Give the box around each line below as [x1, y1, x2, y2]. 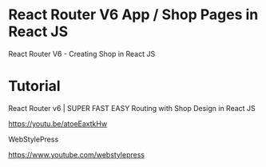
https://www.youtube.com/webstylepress [8, 149, 145, 159]
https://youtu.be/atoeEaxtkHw [8, 118, 108, 129]
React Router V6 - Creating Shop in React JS [8, 49, 156, 58]
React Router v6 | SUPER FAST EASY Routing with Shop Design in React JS [8, 103, 256, 113]
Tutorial [8, 78, 62, 95]
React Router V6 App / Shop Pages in [8, 6, 259, 24]
